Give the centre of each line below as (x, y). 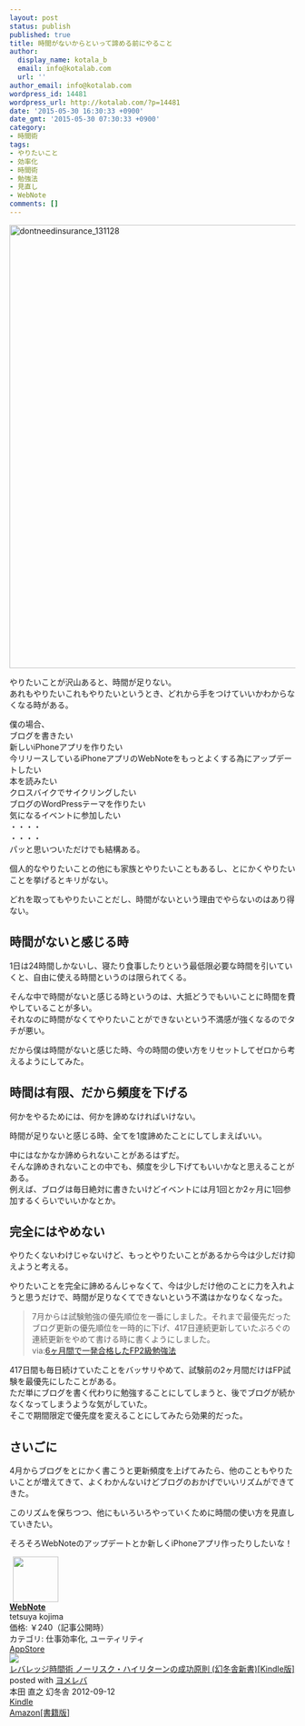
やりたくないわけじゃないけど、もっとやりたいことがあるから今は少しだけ (148, 1255)
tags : (20, 145)
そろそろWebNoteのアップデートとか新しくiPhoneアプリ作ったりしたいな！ (151, 1543)
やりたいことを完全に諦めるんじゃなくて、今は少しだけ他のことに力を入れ (148, 1286)
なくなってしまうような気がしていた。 (81, 1404)
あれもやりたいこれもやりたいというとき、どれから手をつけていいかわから (148, 693)
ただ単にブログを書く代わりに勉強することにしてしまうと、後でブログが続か (152, 1393)
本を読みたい (33, 781)
